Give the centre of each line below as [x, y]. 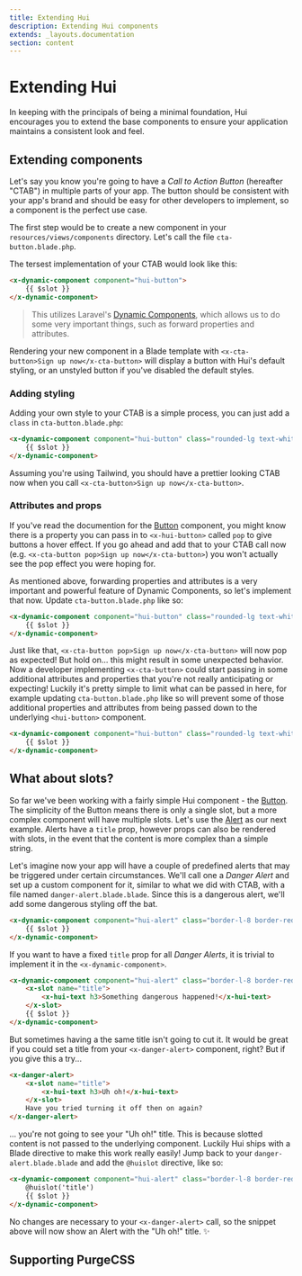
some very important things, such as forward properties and [142, 324]
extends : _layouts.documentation [72, 34]
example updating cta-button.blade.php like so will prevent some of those [147, 698]
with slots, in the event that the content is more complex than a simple [139, 839]
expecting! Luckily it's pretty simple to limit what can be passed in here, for [148, 688]
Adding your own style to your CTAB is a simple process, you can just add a [150, 413]
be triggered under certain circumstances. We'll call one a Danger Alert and [149, 875]
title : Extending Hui [50, 18]
